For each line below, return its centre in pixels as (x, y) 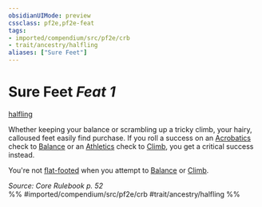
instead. (22, 154)
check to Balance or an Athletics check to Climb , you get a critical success (131, 146)
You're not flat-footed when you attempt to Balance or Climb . (109, 170)
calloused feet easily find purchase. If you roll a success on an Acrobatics (130, 138)
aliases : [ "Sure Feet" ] (48, 53)
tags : (17, 30)
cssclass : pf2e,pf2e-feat (51, 23)
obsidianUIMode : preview (50, 16)
